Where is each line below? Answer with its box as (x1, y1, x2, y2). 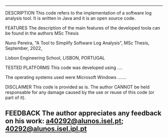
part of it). (5, 94, 26, 100)
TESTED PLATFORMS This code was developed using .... (5, 64, 122, 70)
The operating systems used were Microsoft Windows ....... (5, 74, 126, 80)
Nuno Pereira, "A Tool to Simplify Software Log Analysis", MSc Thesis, (5, 40, 150, 45)
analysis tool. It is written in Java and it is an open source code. (5, 15, 136, 21)
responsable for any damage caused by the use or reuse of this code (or (5, 89, 154, 95)
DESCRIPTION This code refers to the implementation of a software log (5, 10, 151, 15)
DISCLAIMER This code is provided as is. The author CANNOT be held (5, 84, 150, 90)
